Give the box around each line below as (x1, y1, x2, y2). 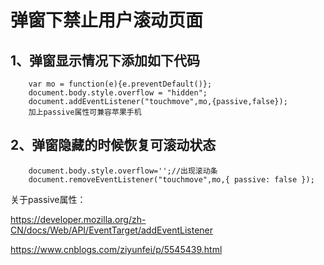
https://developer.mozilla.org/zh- (10, 213, 147, 225)
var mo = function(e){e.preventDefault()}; (28, 79, 213, 89)
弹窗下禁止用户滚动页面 (10, 9, 204, 32)
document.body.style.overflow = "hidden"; (28, 88, 208, 98)
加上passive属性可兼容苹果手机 (28, 107, 142, 117)
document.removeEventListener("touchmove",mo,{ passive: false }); (28, 174, 315, 185)
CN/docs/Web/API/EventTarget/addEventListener (10, 224, 214, 236)
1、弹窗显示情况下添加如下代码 (10, 52, 201, 69)
